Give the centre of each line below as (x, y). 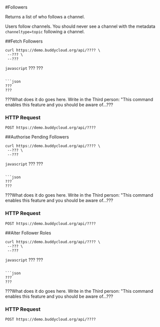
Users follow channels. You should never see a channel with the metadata (80, 26)
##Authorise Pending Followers (37, 137)
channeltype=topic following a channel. (45, 31)
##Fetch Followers (24, 41)
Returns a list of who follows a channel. (45, 17)
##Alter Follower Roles (28, 233)
